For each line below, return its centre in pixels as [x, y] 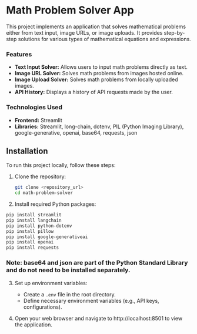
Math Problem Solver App [70, 10]
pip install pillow [30, 231]
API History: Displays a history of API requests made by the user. [94, 92]
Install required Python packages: [55, 204]
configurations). [43, 307]
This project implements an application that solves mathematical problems [96, 26]
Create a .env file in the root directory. [69, 294]
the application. [34, 325]
